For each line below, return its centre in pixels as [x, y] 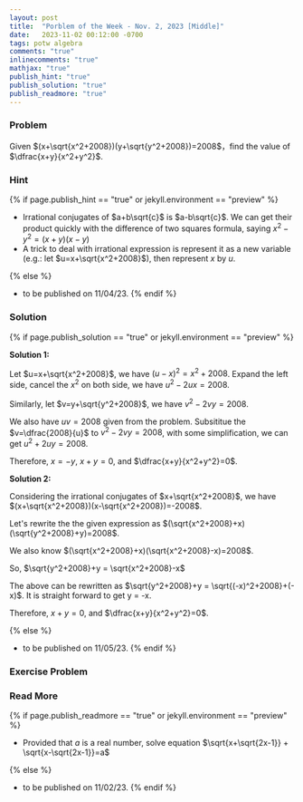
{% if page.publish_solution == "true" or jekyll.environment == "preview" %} [151, 337]
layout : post [34, 18]
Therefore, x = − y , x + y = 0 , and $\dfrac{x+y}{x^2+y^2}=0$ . [123, 461]
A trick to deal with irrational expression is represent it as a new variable [156, 249]
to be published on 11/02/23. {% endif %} [99, 788]
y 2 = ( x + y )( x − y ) [56, 238]
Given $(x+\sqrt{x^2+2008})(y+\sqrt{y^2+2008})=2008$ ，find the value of [150, 146]
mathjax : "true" [40, 69]
